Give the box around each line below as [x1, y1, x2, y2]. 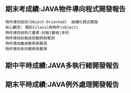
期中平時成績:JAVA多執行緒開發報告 [5, 61, 119, 70]
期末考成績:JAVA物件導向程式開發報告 [5, 5, 126, 14]
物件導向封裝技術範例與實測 [5, 35, 55, 40]
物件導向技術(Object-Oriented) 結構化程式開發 [5, 19, 98, 24]
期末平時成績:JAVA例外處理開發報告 [5, 80, 119, 88]
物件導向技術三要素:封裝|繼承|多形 [5, 30, 69, 35]
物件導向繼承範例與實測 [5, 41, 47, 46]
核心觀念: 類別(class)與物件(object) [5, 25, 78, 30]
